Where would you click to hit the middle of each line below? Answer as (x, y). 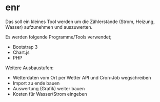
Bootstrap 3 (25, 47)
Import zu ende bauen (36, 83)
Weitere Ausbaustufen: (29, 68)
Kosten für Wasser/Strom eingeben (50, 94)
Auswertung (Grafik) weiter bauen (49, 88)
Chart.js (21, 52)
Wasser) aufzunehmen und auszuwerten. (49, 27)
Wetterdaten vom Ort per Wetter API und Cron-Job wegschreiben (82, 77)
